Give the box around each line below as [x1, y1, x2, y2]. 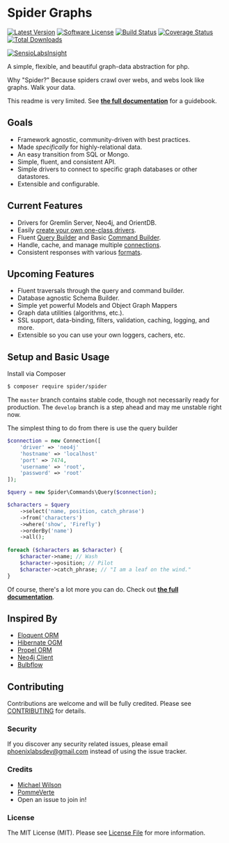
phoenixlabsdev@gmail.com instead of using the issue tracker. [7, 747, 187, 756]
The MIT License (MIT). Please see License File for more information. [7, 828, 205, 837]
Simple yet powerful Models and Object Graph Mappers [17, 301, 177, 310]
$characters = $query [7, 501, 70, 509]
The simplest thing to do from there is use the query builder [7, 424, 178, 432]
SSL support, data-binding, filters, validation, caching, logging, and [17, 316, 210, 324]
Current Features [7, 200, 84, 212]
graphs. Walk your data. [7, 83, 76, 91]
